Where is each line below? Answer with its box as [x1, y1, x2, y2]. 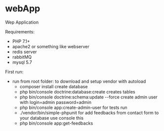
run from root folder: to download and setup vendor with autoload [12, 78, 146, 84]
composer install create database [19, 83, 88, 89]
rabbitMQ [12, 54, 32, 60]
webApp [5, 3, 41, 14]
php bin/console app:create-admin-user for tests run [19, 104, 127, 110]
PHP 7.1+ [12, 38, 30, 44]
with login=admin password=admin [19, 99, 92, 105]
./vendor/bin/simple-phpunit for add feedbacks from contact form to [19, 109, 159, 116]
